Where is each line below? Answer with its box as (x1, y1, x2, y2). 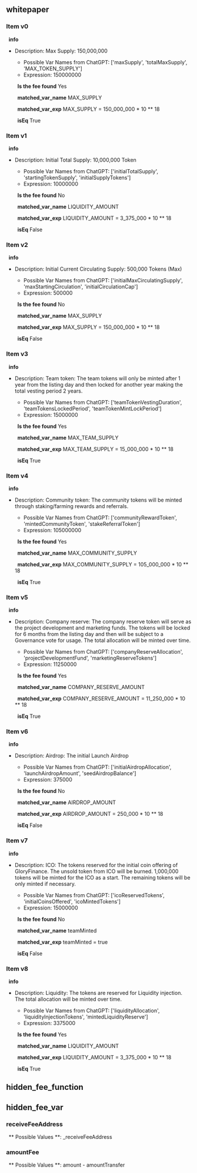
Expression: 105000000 (23, 526, 82, 533)
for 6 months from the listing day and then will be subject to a (14, 631, 163, 638)
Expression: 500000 (23, 289, 73, 296)
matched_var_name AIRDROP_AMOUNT (17, 799, 116, 806)
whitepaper (6, 5, 49, 15)
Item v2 (6, 240, 28, 249)
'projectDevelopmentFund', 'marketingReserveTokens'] (23, 654, 157, 662)
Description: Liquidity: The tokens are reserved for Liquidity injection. (14, 990, 182, 997)
